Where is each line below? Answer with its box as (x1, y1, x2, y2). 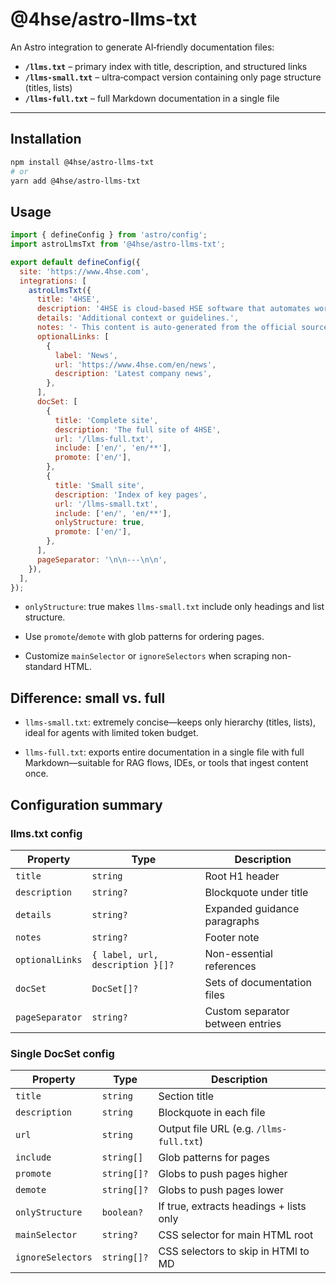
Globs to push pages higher (158, 1167, 288, 1181)
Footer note (204, 930, 260, 944)
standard (24, 661, 63, 673)
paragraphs (204, 914, 260, 928)
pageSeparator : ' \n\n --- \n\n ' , (36, 554, 168, 565)
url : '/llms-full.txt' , (54, 434, 155, 444)
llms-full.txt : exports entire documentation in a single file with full (24, 746, 305, 758)
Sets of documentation (204, 975, 312, 989)
